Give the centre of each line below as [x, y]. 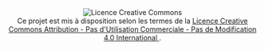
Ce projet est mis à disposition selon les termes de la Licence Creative [132, 21]
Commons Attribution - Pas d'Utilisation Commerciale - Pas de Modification [132, 29]
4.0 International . [132, 38]
